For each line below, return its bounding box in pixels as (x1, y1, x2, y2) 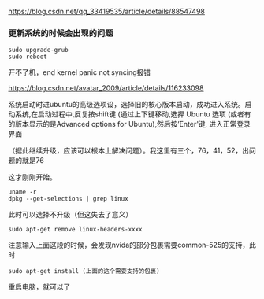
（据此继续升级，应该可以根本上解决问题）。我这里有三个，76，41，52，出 (8, 146, 250, 156)
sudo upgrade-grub (8, 46, 69, 54)
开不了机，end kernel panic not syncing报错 (8, 68, 151, 77)
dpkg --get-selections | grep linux (8, 195, 128, 203)
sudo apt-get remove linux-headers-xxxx (8, 226, 143, 234)
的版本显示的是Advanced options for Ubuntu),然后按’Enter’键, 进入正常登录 (8, 120, 251, 129)
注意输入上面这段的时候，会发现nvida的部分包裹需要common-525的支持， (8, 240, 250, 250)
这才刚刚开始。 (8, 172, 57, 182)
